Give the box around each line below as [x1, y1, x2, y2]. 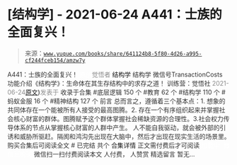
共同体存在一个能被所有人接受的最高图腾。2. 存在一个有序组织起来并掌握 [7, 106, 219, 114]
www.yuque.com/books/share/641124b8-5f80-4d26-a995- [43, 50, 202, 57]
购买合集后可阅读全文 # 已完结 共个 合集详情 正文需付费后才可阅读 [7, 141, 200, 149]
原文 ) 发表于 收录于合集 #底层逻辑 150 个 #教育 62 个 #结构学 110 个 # [25, 88, 226, 96]
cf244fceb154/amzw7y [24, 57, 86, 64]
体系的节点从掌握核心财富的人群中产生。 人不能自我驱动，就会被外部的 [13, 123, 220, 132]
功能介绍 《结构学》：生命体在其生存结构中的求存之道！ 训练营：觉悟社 [7, 79, 211, 87]
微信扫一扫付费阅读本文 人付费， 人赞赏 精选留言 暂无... [33, 149, 195, 158]
